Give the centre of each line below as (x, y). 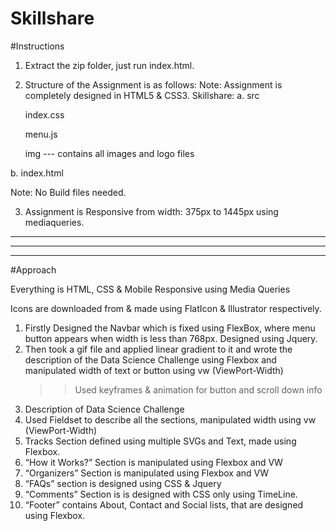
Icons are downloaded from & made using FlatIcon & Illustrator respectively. (166, 308)
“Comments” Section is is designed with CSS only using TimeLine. (161, 494)
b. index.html (37, 173)
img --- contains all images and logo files (109, 153)
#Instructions (37, 46)
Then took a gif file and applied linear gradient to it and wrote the (158, 349)
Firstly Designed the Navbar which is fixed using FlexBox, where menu (170, 328)
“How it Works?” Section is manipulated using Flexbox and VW (153, 462)
